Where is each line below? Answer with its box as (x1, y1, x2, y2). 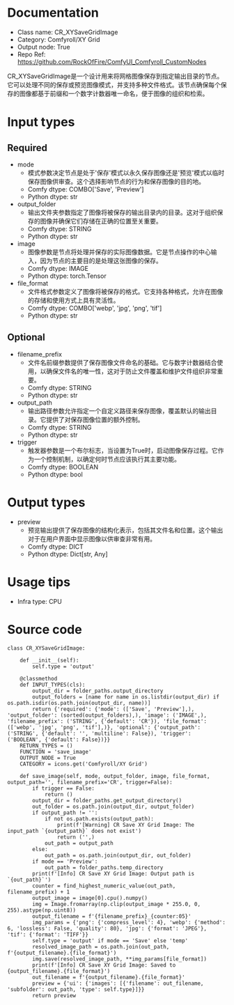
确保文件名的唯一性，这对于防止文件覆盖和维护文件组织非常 (46, 367, 217, 375)
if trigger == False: (32, 785, 95, 792)
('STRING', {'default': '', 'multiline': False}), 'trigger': (7, 730, 192, 737)
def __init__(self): (19, 657, 79, 664)
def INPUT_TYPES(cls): (19, 681, 86, 688)
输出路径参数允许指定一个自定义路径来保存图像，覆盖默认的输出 (27, 406, 211, 415)
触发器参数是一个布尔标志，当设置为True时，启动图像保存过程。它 (27, 446, 218, 454)
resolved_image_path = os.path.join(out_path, (32, 943, 170, 950)
